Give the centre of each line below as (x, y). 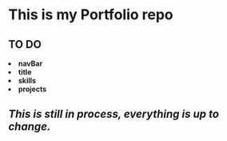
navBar (31, 63)
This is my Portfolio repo (91, 15)
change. (30, 127)
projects (33, 89)
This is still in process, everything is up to (114, 114)
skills (28, 81)
